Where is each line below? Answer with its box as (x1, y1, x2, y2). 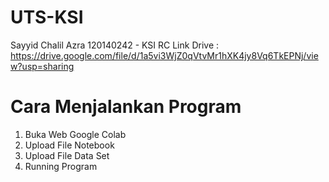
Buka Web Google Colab (24, 128, 127, 140)
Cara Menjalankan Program (10, 96, 242, 118)
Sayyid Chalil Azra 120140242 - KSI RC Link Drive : (10, 39, 220, 51)
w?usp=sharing (10, 60, 75, 72)
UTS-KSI (10, 6, 84, 29)
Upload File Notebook (24, 139, 115, 151)
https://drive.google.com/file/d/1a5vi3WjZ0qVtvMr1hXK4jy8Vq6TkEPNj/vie (10, 49, 319, 61)
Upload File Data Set (24, 149, 110, 161)
